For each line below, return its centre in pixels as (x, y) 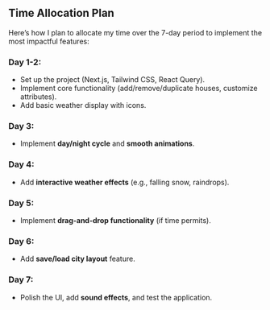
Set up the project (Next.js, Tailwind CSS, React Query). (112, 80)
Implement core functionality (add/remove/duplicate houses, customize (139, 89)
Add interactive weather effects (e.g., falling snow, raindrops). (125, 182)
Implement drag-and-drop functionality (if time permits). (115, 220)
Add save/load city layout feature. (77, 259)
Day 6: (21, 241)
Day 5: (21, 203)
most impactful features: (49, 41)
